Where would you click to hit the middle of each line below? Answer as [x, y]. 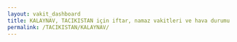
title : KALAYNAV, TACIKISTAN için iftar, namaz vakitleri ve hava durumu [119, 21]
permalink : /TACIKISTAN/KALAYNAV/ [59, 27]
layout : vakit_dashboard [44, 14]
